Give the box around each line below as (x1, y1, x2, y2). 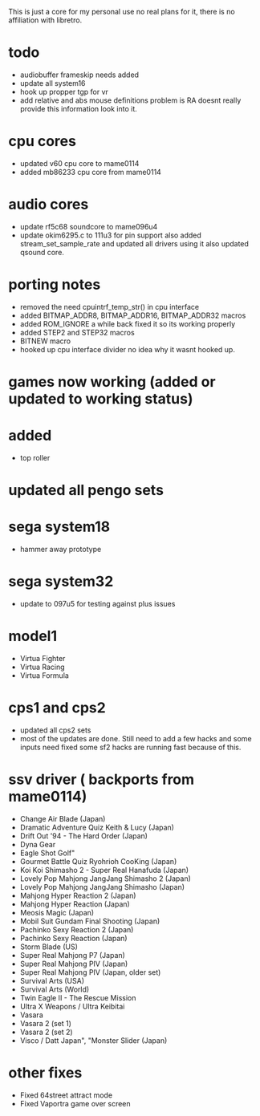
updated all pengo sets (8, 481, 165, 500)
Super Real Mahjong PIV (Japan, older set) (19, 967, 161, 977)
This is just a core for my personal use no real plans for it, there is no (8, 7, 235, 16)
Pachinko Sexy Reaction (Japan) (19, 933, 128, 943)
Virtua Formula (19, 670, 70, 680)
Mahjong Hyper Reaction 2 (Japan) (19, 891, 136, 900)
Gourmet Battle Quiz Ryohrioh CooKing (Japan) (19, 856, 177, 866)
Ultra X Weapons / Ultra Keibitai (19, 1001, 125, 1011)
